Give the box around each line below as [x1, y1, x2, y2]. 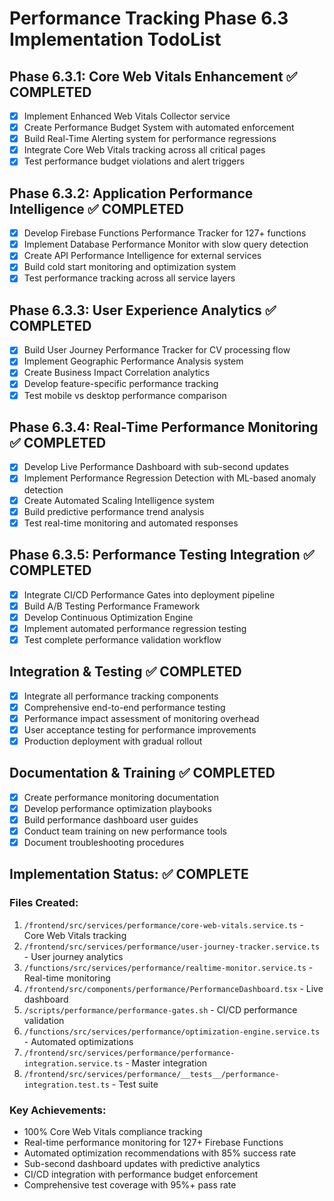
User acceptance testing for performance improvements [23, 723, 257, 736]
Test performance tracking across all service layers [23, 272, 236, 284]
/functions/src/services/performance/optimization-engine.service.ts [23, 1027, 321, 1037]
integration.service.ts [23, 1058, 124, 1069]
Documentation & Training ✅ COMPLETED [9, 765, 276, 782]
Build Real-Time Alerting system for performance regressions [23, 133, 277, 145]
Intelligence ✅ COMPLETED [9, 200, 184, 217]
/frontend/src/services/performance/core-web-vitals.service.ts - [23, 918, 304, 931]
